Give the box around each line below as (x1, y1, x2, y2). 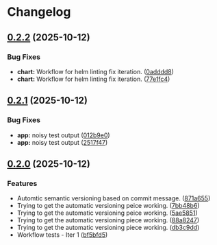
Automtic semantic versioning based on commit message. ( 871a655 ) (16, 194, 211, 202)
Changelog (7, 4, 71, 20)
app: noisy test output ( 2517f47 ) (16, 138, 108, 146)
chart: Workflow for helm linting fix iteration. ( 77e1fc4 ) (16, 75, 170, 83)
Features (7, 178, 38, 188)
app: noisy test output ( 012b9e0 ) (16, 131, 111, 139)
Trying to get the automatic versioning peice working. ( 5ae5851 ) (16, 209, 198, 217)
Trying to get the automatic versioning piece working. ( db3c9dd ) (16, 224, 200, 232)
